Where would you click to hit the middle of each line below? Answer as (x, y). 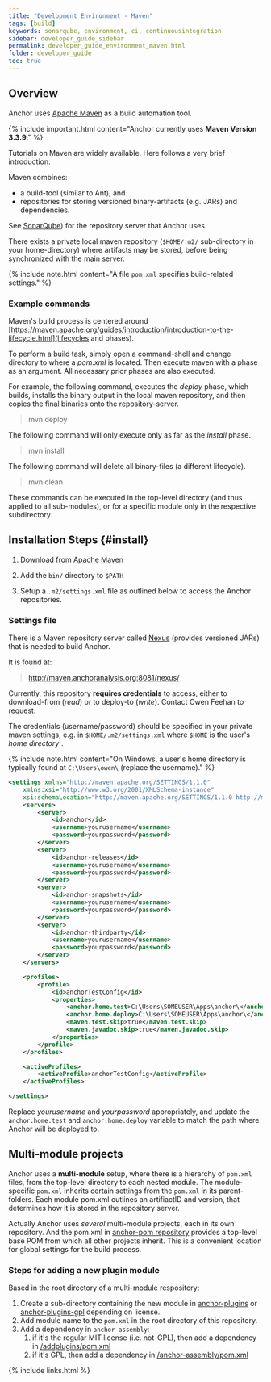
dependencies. (45, 210)
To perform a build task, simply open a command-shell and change (120, 354)
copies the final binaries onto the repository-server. (94, 404)
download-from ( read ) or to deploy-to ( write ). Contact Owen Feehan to (126, 702)
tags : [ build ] (32, 23)
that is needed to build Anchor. (59, 647)
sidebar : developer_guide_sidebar (67, 38)
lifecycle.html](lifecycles (49, 338)
